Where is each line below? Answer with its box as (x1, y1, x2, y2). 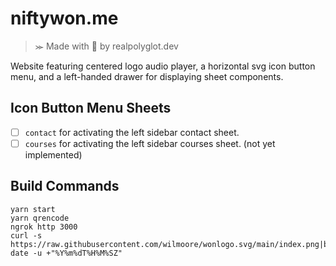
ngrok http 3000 (10, 222, 78, 232)
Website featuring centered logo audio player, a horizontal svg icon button (10, 60, 316, 72)
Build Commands (10, 178, 120, 195)
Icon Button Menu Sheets (10, 100, 172, 117)
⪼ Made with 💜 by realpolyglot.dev (34, 40, 179, 52)
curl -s (10, 230, 43, 241)
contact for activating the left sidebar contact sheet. (24, 126, 240, 138)
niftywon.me (10, 7, 119, 30)
